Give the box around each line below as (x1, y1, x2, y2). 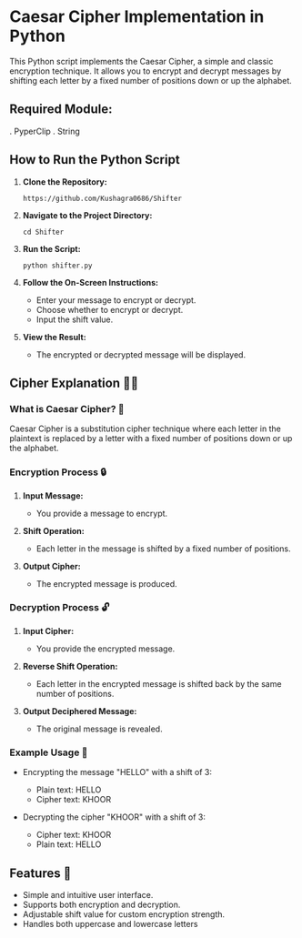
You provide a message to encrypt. (35, 508, 168, 519)
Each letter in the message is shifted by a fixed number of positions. (35, 543, 291, 554)
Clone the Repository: (22, 176, 107, 187)
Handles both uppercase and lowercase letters (22, 918, 198, 929)
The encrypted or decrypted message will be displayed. (35, 348, 247, 360)
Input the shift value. (35, 314, 114, 325)
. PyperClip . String (9, 126, 80, 136)
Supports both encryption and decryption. (22, 899, 181, 910)
